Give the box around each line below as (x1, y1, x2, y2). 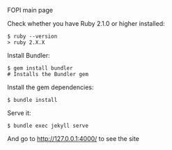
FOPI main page (7, 6, 54, 14)
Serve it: (7, 109, 31, 117)
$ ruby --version (7, 33, 58, 40)
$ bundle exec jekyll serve (7, 122, 89, 129)
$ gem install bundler (7, 65, 73, 72)
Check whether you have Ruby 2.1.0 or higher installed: (7, 20, 165, 27)
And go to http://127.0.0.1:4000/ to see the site (7, 135, 139, 142)
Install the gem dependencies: (7, 83, 94, 91)
